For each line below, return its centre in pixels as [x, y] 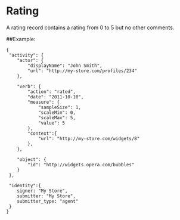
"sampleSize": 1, [60, 107]
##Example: [21, 39]
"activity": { [26, 55]
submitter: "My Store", [46, 196]
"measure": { [44, 102]
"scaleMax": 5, [57, 117]
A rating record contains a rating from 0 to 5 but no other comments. [90, 27]
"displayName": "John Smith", [65, 66]
